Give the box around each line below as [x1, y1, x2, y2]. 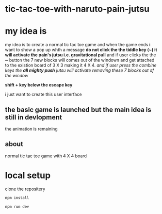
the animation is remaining [5, 126, 58, 132]
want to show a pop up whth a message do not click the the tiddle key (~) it [5, 47, 158, 53]
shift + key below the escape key [5, 82, 73, 88]
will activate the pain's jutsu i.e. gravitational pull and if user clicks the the [5, 52, 156, 58]
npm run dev [5, 204, 29, 209]
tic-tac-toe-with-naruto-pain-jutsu [5, 3, 150, 15]
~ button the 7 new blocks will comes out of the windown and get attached [5, 57, 155, 63]
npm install [5, 195, 29, 200]
